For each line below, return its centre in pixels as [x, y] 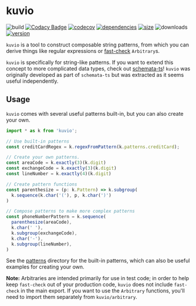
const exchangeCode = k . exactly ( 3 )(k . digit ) [61, 169]
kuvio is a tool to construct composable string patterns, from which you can [98, 45]
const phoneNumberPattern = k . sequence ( [56, 217]
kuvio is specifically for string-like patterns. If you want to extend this [90, 62]
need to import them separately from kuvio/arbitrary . [72, 297]
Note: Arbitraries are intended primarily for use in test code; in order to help [98, 278]
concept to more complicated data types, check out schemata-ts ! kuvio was [98, 68]
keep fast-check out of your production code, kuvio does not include [89, 285]
